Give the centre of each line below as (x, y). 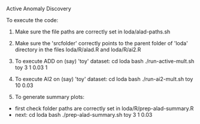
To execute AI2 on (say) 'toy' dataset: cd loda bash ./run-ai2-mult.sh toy (104, 79)
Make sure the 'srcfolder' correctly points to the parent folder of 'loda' (101, 43)
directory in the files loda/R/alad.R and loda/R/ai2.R (78, 49)
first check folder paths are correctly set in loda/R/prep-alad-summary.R (104, 108)
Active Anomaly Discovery (39, 9)
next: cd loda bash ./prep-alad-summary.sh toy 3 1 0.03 (84, 115)
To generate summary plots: (50, 97)
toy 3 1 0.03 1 (31, 67)
